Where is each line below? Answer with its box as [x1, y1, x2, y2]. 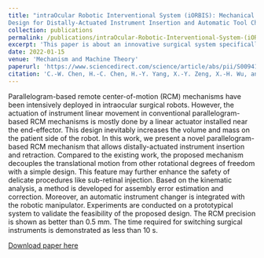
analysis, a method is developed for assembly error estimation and [8, 183, 224, 193]
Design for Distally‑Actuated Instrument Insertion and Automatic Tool [8, 19, 247, 27]
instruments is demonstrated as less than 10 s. [8, 225, 159, 234]
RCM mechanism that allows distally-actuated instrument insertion [30, 142, 245, 151]
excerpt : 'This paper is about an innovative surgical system [8, 41, 216, 49]
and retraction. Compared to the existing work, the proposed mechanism [8, 150, 244, 160]
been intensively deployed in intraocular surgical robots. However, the [8, 100, 234, 109]
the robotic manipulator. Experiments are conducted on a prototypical [8, 200, 233, 209]
